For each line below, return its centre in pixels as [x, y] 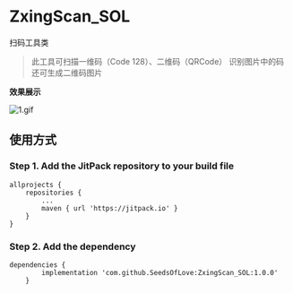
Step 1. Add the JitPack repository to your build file [122, 166]
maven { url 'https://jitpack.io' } [110, 208]
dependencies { [38, 265]
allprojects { [36, 185]
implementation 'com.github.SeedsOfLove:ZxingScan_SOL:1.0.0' [160, 272]
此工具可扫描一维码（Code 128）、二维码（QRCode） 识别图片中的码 [157, 61]
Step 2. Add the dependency [73, 246]
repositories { [54, 193]
